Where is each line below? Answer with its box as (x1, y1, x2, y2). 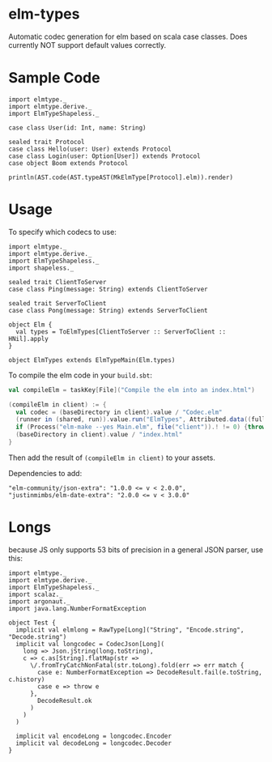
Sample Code (8, 69, 100, 87)
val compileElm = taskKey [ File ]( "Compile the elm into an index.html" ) (8, 385, 255, 394)
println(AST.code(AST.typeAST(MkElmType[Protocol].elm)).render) (8, 173, 233, 181)
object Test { (8, 619, 57, 627)
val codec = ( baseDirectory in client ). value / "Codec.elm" (15, 408, 223, 416)
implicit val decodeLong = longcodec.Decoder (15, 739, 172, 747)
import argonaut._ (8, 597, 70, 606)
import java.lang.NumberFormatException (8, 604, 147, 612)
